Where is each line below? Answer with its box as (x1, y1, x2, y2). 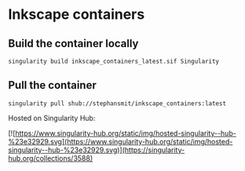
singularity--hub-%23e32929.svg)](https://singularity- (8, 145, 185, 155)
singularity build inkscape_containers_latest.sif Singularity (8, 57, 220, 65)
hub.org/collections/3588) (8, 153, 93, 162)
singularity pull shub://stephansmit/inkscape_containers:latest (8, 100, 226, 107)
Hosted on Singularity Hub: (8, 113, 96, 122)
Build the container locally (8, 37, 139, 50)
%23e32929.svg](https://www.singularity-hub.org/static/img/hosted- (8, 136, 233, 146)
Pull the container (8, 78, 97, 92)
